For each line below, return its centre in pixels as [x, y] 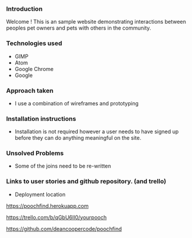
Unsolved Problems [35, 153]
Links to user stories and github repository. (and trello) [86, 181]
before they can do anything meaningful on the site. [78, 138]
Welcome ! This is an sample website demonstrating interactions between [96, 22]
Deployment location [40, 194]
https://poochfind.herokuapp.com [47, 205]
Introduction [24, 9]
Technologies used [34, 43]
